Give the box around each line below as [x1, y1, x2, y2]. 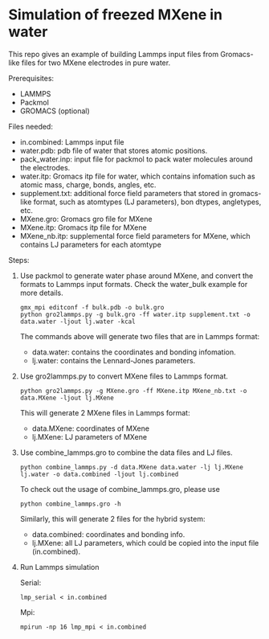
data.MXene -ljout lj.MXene [19, 394, 114, 402]
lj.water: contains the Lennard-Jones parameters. [31, 355, 196, 365]
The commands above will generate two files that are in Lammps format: [19, 331, 260, 341]
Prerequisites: [8, 73, 55, 83]
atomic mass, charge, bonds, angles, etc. [19, 179, 157, 190]
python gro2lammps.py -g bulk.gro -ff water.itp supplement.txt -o [19, 310, 251, 318]
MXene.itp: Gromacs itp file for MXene [19, 223, 147, 232]
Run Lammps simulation [19, 562, 100, 571]
